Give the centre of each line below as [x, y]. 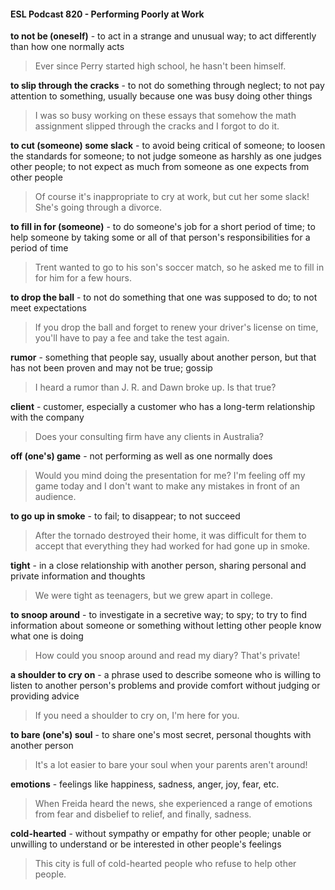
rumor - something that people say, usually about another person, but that [163, 357]
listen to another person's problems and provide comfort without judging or [165, 686]
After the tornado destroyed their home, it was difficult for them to [170, 536]
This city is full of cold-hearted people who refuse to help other [165, 864]
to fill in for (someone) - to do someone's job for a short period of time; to [163, 227]
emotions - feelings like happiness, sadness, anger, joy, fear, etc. [145, 784]
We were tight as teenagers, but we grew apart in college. [154, 596]
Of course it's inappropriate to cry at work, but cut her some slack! [172, 197]
